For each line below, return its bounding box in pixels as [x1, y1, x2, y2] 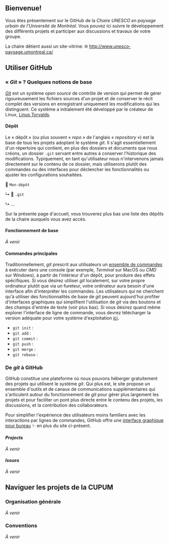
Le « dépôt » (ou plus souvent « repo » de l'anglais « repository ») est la [5, 134, 154, 140]
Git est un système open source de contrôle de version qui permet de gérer [5, 90, 162, 96]
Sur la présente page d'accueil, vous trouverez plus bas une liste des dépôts [5, 211, 164, 217]
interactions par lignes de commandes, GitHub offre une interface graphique [5, 418, 164, 424]
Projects [5, 435, 24, 440]
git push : [12, 341, 34, 347]
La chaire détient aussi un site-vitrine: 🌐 [5, 43, 88, 49]
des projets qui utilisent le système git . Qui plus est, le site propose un [5, 381, 150, 387]
